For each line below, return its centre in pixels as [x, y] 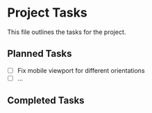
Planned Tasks [40, 54]
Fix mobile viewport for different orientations [81, 70]
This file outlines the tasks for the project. [67, 32]
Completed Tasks [46, 101]
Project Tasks [48, 13]
